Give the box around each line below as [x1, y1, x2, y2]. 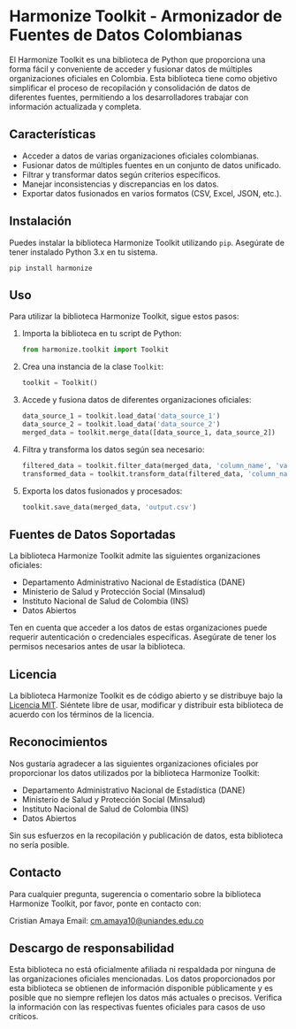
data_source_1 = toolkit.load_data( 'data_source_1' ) [21, 411, 221, 421]
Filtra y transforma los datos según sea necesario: [21, 444, 205, 455]
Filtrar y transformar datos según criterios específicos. [21, 169, 221, 180]
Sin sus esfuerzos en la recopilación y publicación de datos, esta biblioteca [9, 830, 284, 841]
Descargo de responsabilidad [9, 941, 175, 956]
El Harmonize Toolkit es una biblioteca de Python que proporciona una [9, 54, 266, 65]
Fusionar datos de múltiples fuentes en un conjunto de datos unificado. [21, 159, 282, 170]
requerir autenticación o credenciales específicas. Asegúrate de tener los [9, 632, 277, 642]
